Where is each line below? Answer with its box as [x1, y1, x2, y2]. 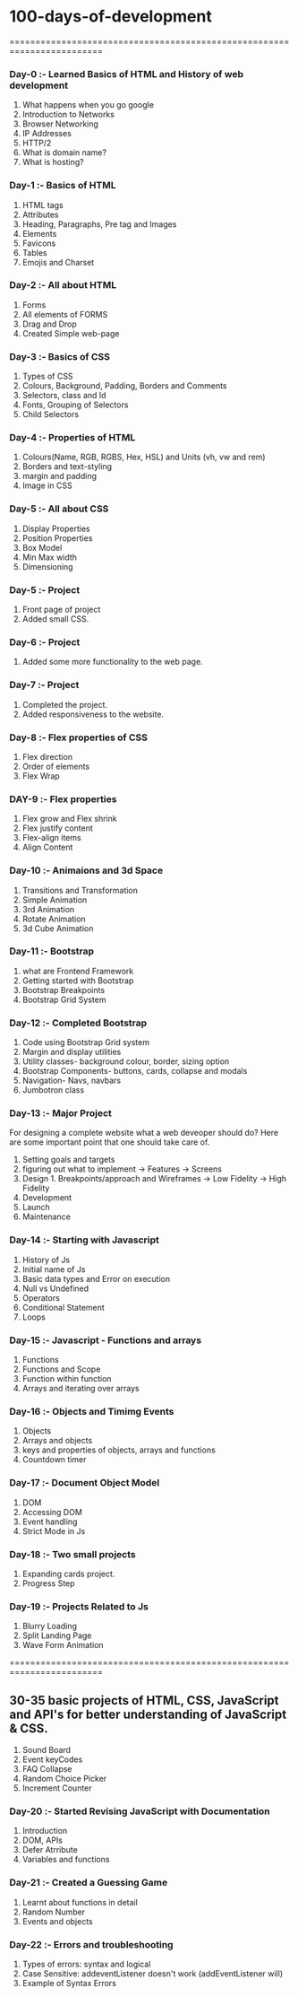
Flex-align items [21, 833, 82, 843]
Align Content [21, 842, 73, 853]
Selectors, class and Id [21, 390, 106, 401]
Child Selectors [21, 409, 79, 420]
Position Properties [21, 532, 93, 544]
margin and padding [21, 471, 97, 482]
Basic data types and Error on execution [21, 1273, 171, 1284]
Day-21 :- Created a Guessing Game [9, 1877, 168, 1889]
